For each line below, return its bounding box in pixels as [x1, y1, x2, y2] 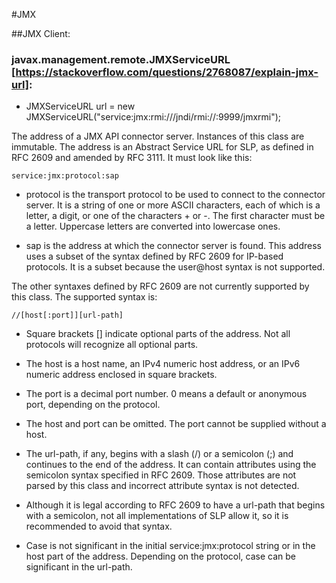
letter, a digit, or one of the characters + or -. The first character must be [25, 210, 326, 222]
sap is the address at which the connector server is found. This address [25, 240, 322, 252]
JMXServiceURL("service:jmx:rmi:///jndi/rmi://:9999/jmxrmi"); [25, 111, 282, 123]
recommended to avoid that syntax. [25, 520, 173, 533]
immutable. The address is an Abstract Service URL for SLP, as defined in [11, 141, 314, 153]
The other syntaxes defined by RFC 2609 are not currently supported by [11, 280, 310, 293]
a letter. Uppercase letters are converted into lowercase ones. [25, 220, 281, 233]
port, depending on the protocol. [25, 399, 161, 411]
